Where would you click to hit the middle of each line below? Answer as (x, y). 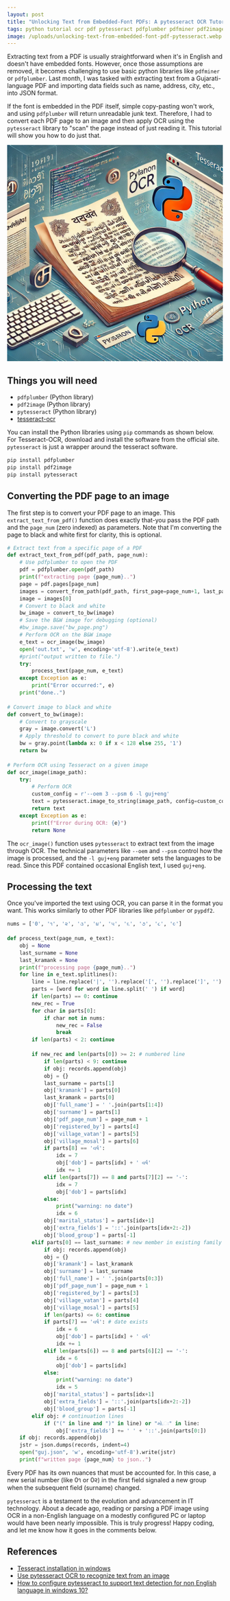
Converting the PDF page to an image (88, 496)
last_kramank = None (49, 960)
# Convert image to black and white (59, 707)
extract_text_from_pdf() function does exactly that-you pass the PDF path (113, 520)
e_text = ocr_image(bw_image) (63, 642)
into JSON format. (33, 93)
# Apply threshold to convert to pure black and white (99, 736)
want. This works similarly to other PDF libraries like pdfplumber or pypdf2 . (111, 911)
